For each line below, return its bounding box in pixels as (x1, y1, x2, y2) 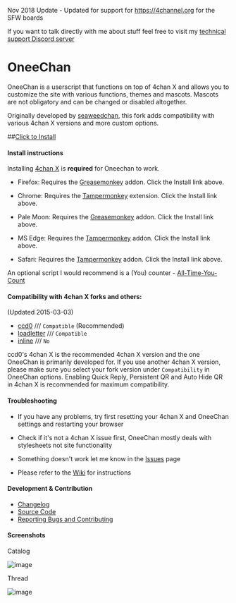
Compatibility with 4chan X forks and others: (7, 292, 142, 300)
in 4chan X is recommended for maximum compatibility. (7, 380, 170, 389)
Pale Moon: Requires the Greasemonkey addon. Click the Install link (17, 213, 214, 221)
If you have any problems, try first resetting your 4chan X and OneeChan (17, 412, 229, 420)
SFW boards (7, 13, 44, 22)
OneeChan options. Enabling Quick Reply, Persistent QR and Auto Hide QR (7, 373, 223, 382)
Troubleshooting (7, 396, 58, 405)
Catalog (7, 547, 30, 555)
